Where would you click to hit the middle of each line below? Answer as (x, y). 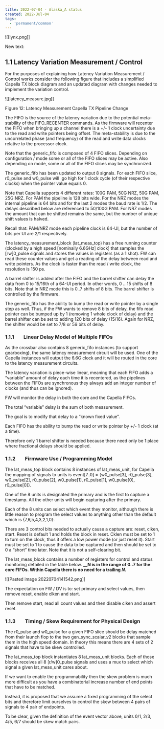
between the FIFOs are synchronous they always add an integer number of (81, 383)
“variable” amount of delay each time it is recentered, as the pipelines (75, 378)
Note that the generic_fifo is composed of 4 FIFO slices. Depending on (76, 153)
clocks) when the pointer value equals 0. (46, 183)
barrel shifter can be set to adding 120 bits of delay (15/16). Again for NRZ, (80, 319)
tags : (11, 19)
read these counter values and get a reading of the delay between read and (81, 259)
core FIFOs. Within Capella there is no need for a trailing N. (66, 570)
